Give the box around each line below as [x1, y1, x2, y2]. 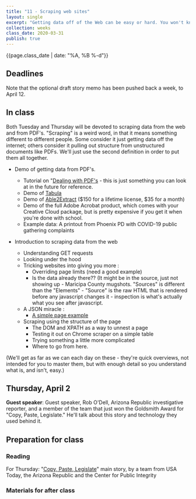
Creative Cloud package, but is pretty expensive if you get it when [23, 208, 183, 215]
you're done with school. [23, 214, 83, 221]
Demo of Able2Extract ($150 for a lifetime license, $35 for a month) [23, 196, 185, 203]
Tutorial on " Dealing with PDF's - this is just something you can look [23, 177, 187, 184]
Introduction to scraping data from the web [14, 238, 118, 245]
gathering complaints [23, 227, 75, 234]
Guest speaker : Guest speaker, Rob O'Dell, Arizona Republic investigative [6, 399, 184, 406]
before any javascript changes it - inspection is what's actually [32, 293, 183, 300]
